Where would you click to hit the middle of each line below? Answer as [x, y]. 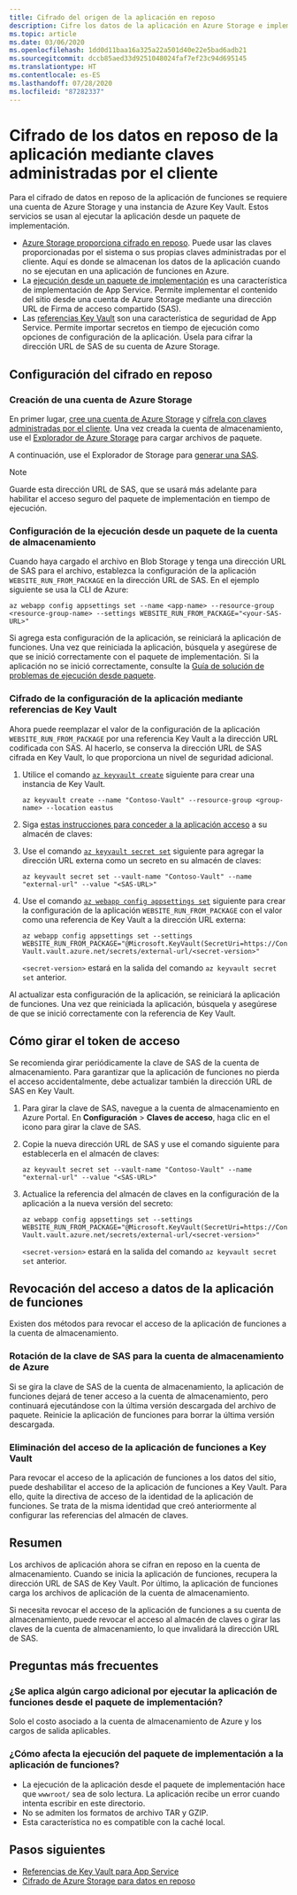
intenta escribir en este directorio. [84, 1803]
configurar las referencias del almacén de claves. [99, 1515]
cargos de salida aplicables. [60, 1731]
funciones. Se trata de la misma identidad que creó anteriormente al [133, 1505]
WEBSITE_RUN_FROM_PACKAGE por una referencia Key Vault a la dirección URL [144, 738]
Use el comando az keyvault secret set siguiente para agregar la [143, 851]
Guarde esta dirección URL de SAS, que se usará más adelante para [133, 489]
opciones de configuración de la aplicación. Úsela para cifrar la [137, 337]
